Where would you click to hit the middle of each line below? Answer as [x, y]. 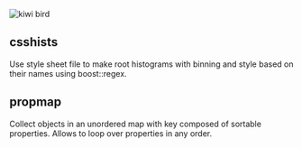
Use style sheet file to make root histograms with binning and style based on [152, 64]
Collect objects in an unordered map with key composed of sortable [135, 124]
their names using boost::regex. [69, 73]
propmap [35, 102]
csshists [34, 42]
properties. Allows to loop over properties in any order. [111, 133]
